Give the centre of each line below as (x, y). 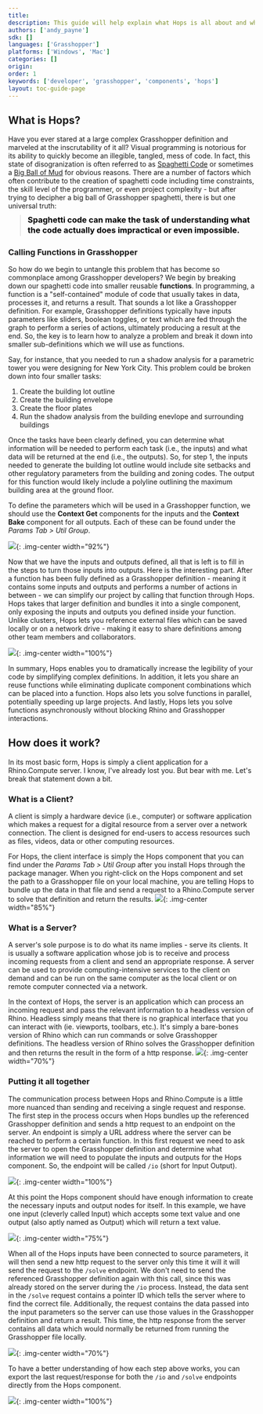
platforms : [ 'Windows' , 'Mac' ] (59, 52)
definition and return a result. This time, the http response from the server (127, 1320)
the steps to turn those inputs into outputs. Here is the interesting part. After (130, 570)
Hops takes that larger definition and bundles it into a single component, (124, 604)
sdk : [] (21, 37)
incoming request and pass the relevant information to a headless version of (131, 1010)
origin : (21, 67)
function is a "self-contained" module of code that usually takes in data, (124, 295)
